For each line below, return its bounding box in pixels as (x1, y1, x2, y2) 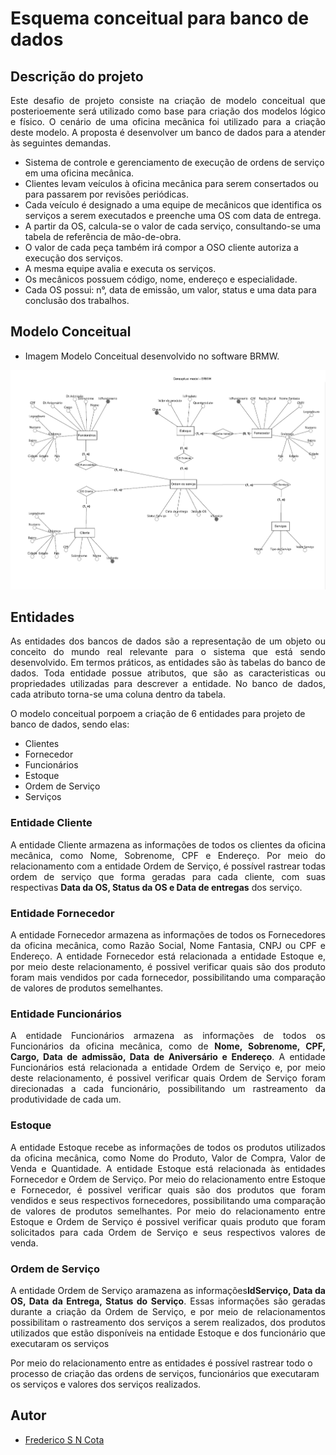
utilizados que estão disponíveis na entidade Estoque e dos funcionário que (10, 1327, 326, 1339)
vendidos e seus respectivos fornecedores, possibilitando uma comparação (10, 1194, 326, 1206)
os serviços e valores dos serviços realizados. (10, 1378, 202, 1390)
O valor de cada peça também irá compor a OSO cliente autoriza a (24, 242, 299, 253)
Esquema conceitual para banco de (10, 7, 310, 30)
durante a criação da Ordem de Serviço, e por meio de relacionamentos (10, 1305, 326, 1317)
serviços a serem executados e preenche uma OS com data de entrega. (24, 210, 322, 221)
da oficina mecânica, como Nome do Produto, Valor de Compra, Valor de (10, 1152, 326, 1164)
